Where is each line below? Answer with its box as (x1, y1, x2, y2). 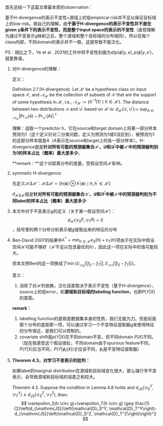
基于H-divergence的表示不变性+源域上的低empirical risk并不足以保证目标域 (5, 15, 157, 20)
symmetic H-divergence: (12, 170, 62, 176)
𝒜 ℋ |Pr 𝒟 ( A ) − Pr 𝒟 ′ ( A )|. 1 (12, 112, 57, 121)
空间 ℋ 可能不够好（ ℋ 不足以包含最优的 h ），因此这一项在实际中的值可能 (12, 244, 154, 250)
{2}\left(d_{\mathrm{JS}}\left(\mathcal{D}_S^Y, (14, 406, 108, 411)
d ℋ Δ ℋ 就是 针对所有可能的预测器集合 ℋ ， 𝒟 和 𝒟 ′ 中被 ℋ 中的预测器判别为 (12, 190, 153, 198)
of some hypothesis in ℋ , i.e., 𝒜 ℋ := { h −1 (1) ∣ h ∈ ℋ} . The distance (12, 98, 149, 106)
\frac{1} (134, 400, 150, 406)
